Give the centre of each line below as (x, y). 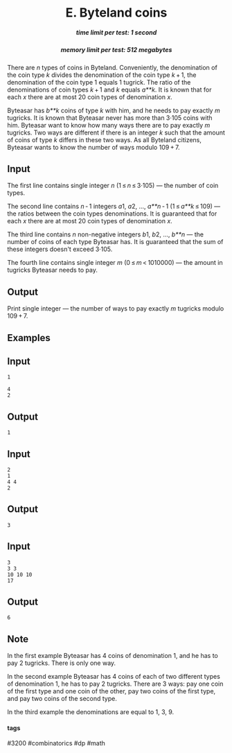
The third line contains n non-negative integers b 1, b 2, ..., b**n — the (106, 234)
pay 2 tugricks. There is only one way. (62, 663)
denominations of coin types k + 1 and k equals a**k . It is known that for (109, 89)
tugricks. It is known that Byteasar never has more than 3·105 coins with (110, 118)
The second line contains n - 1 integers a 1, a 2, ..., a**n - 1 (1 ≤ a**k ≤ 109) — (114, 207)
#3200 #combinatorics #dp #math (56, 743)
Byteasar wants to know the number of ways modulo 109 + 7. (93, 147)
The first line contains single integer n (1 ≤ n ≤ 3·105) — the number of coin (113, 186)
